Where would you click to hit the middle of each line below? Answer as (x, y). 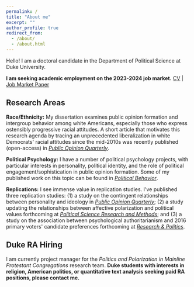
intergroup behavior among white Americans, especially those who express (97, 123)
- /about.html (28, 44)
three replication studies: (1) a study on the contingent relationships (87, 195)
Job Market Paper (28, 84)
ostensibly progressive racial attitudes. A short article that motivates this (93, 129)
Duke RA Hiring (34, 245)
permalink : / (22, 11)
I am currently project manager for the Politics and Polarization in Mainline (96, 259)
